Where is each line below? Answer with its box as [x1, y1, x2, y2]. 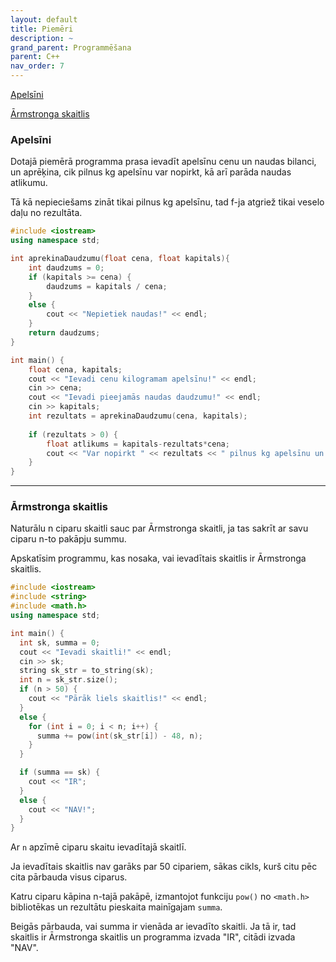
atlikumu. [10, 177, 48, 189]
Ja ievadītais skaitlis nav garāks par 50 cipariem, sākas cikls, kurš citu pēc [10, 861, 318, 873]
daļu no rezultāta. [10, 207, 83, 219]
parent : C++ [10, 52, 60, 62]
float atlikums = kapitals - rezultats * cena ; [46, 439, 230, 449]
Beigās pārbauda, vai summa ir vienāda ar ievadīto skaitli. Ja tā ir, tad [10, 921, 297, 933]
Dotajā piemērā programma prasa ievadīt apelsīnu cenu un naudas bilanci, [10, 156, 317, 168]
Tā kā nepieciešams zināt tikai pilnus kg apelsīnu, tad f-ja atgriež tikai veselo [10, 196, 325, 208]
